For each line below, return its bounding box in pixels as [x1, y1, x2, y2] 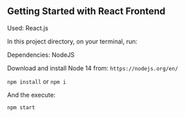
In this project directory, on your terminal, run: [7, 37, 138, 46]
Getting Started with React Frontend [7, 6, 166, 17]
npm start [7, 104, 36, 111]
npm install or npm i [7, 77, 67, 86]
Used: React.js [7, 23, 48, 32]
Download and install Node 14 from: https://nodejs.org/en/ [7, 63, 178, 72]
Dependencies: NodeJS [7, 50, 75, 59]
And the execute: [7, 90, 56, 99]
